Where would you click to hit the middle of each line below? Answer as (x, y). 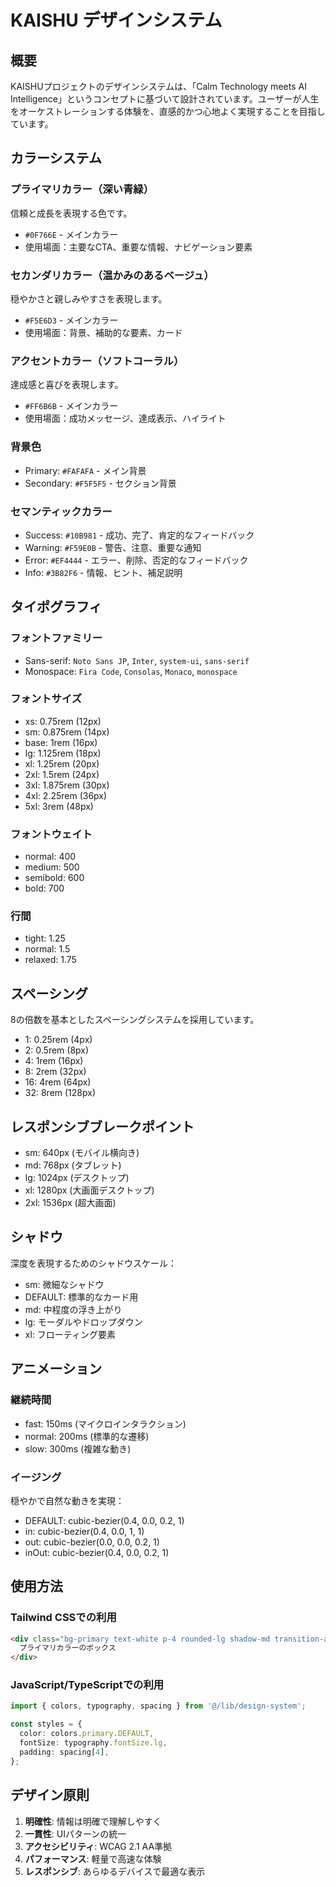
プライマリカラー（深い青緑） (82, 189)
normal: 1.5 (47, 949)
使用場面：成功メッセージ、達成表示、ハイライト (125, 418)
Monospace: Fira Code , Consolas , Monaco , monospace (131, 671)
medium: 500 (52, 867)
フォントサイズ (46, 699)
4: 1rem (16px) (54, 1061)
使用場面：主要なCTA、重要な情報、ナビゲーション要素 (138, 247)
